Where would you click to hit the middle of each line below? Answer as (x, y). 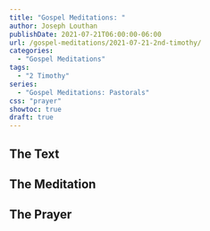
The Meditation (53, 184)
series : (24, 84)
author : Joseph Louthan (54, 26)
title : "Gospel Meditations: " (67, 17)
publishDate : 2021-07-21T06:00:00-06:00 (86, 34)
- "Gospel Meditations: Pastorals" (84, 92)
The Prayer (41, 214)
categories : (31, 51)
